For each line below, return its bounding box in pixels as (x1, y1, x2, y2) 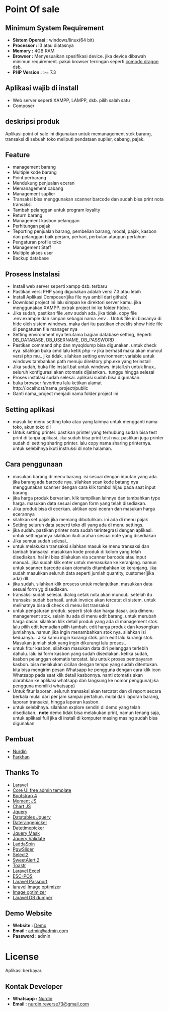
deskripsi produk (5, 117, 60, 126)
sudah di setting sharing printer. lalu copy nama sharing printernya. (12, 440, 152, 446)
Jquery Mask (12, 830, 40, 836)
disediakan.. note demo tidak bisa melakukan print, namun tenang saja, (12, 710, 160, 716)
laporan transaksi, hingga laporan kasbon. (12, 698, 100, 705)
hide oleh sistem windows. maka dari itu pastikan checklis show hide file (12, 321, 163, 327)
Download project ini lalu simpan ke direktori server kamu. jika (12, 299, 142, 306)
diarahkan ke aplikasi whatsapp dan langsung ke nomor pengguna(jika (12, 677, 159, 683)
